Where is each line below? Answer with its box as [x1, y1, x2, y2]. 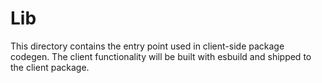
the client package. [10, 61, 90, 73]
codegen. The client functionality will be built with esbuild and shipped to [10, 50, 312, 62]
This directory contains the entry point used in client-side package [10, 40, 285, 52]
